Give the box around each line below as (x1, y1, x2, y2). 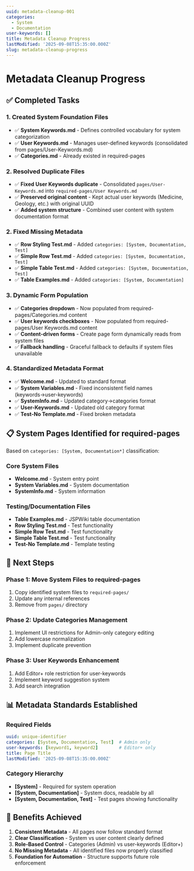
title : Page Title (6, 750, 51, 756)
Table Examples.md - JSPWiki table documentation (14, 515, 141, 523)
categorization (14, 133, 50, 140)
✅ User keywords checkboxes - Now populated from (14, 317, 145, 324)
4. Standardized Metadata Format (6, 364, 104, 373)
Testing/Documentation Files (6, 502, 91, 510)
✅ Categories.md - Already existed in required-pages (14, 152, 145, 159)
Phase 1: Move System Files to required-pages (6, 575, 141, 584)
